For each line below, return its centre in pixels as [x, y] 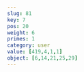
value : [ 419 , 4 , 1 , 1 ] [35, 52]
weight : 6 [21, 33]
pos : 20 [18, 26]
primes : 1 [21, 39]
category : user [29, 45]
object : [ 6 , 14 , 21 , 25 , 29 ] [42, 58]
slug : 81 [19, 13]
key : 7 [16, 20]
